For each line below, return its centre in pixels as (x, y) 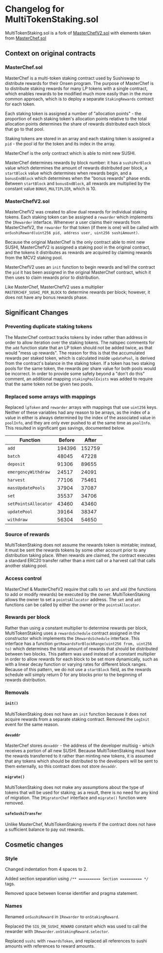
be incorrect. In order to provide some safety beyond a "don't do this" (75, 373)
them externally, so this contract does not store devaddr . (61, 766)
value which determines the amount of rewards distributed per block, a (76, 168)
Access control (23, 578)
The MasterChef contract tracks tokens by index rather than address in (76, 337)
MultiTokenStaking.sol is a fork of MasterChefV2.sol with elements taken (78, 33)
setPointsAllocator (30, 504)
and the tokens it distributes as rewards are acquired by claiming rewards (79, 252)
